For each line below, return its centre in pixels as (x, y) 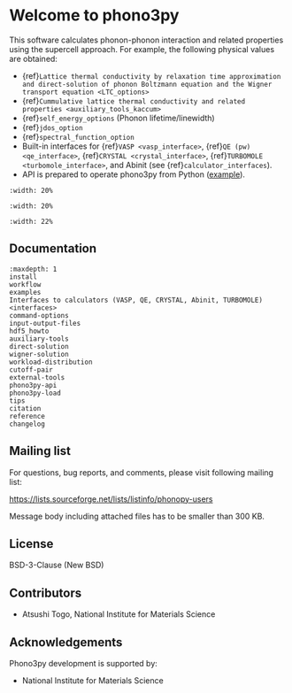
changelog (27, 424)
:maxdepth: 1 (33, 269)
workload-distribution (51, 362)
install (23, 277)
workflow (25, 284)
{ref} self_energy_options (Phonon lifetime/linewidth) (118, 118)
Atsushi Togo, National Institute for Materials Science (119, 614)
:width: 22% (31, 221)
